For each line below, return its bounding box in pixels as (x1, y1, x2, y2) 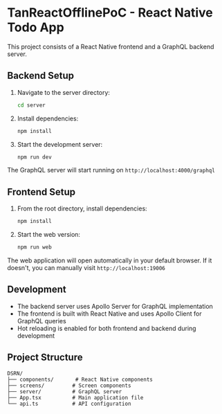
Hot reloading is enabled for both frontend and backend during (17, 324, 196, 332)
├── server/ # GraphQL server (7, 388, 122, 395)
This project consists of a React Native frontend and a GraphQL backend (7, 42, 214, 51)
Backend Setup (7, 70, 75, 82)
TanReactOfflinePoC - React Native (7, 5, 213, 21)
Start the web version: (17, 231, 81, 239)
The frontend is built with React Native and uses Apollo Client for (17, 309, 202, 318)
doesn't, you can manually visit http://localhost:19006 (7, 263, 166, 271)
